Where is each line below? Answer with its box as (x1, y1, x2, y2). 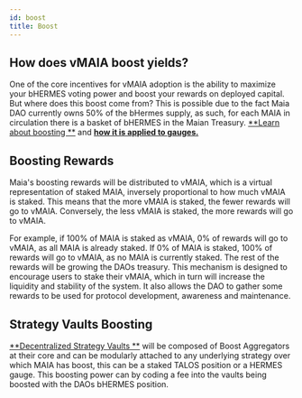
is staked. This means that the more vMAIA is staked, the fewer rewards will (9, 196, 291, 208)
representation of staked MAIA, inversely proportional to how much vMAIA (9, 187, 286, 198)
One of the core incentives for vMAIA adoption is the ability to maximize (9, 79, 277, 90)
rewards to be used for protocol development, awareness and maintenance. (9, 291, 291, 301)
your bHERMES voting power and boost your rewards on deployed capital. (9, 88, 286, 99)
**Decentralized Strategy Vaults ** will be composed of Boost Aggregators (9, 340, 290, 351)
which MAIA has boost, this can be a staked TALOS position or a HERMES (9, 359, 283, 370)
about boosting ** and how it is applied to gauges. (9, 127, 199, 138)
